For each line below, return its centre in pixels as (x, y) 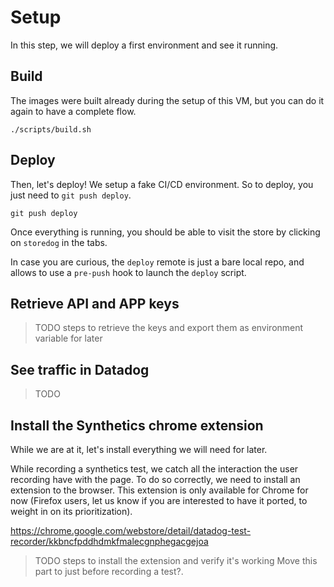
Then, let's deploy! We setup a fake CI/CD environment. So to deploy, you (162, 184)
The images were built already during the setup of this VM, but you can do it (167, 100)
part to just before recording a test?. (109, 571)
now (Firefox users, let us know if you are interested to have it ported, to (159, 500)
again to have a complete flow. (73, 111)
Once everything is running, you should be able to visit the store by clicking (165, 232)
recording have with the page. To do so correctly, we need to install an (155, 479)
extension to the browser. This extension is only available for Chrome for (159, 490)
